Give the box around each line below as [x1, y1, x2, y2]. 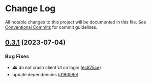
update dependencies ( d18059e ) [12, 71, 79, 77]
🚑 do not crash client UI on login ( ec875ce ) [12, 64, 101, 70]
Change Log [5, 3, 56, 14]
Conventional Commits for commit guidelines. [5, 24, 97, 30]
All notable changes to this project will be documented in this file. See [5, 19, 147, 25]
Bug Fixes [5, 53, 30, 60]
